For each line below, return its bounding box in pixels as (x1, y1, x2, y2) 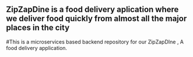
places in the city (6, 23, 70, 33)
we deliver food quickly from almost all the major (6, 14, 187, 24)
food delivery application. (6, 44, 68, 51)
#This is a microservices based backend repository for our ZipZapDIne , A (6, 38, 184, 45)
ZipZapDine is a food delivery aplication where (6, 5, 179, 15)
